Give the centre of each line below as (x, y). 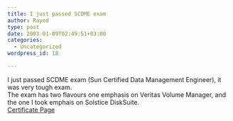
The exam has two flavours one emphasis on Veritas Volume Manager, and (117, 94)
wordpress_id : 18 (33, 54)
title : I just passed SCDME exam (57, 14)
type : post (23, 27)
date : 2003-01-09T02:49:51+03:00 (57, 34)
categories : (25, 40)
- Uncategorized (38, 47)
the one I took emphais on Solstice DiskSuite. (74, 102)
